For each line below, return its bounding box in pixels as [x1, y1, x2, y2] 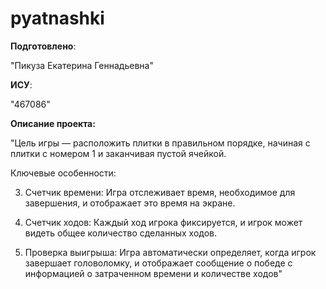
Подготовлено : [10, 40, 77, 52]
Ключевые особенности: [10, 167, 117, 179]
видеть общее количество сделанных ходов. [24, 227, 217, 239]
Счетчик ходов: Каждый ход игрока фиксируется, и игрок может [24, 216, 303, 228]
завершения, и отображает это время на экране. [24, 197, 236, 209]
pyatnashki [10, 7, 105, 30]
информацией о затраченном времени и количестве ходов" [24, 267, 283, 279]
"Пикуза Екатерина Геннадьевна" [10, 59, 154, 71]
